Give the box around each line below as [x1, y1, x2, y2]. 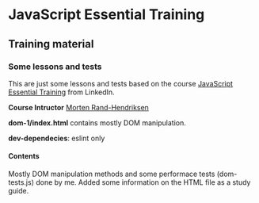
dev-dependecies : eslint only [8, 133, 105, 143]
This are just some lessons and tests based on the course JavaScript [8, 79, 234, 88]
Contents [8, 151, 40, 161]
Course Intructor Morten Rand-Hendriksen [8, 102, 149, 112]
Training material [8, 37, 94, 51]
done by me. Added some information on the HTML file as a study [35, 178, 251, 187]
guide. [8, 186, 29, 196]
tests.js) [8, 178, 34, 187]
